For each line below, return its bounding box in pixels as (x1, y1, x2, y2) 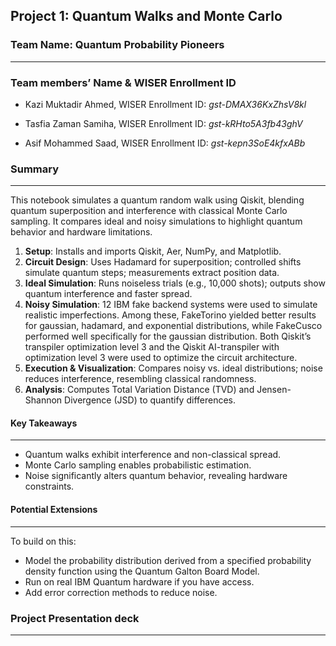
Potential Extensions (10, 504, 98, 516)
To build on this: (10, 535, 77, 547)
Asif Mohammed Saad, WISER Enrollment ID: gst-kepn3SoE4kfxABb (24, 137, 306, 149)
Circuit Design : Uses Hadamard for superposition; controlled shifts (24, 256, 302, 268)
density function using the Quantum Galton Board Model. (24, 565, 260, 577)
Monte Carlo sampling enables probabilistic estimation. (24, 459, 252, 471)
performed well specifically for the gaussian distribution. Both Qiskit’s (24, 330, 312, 343)
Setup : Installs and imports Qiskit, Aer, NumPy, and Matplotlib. (24, 245, 282, 258)
